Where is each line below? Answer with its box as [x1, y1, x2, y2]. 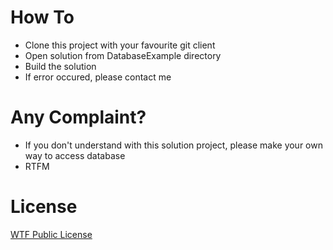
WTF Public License [10, 228, 93, 240]
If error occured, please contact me [24, 71, 172, 83]
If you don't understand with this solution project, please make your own [24, 139, 323, 151]
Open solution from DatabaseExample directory [24, 49, 222, 61]
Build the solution [24, 60, 97, 72]
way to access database [24, 149, 126, 161]
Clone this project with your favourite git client [24, 39, 216, 51]
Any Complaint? [10, 106, 147, 129]
